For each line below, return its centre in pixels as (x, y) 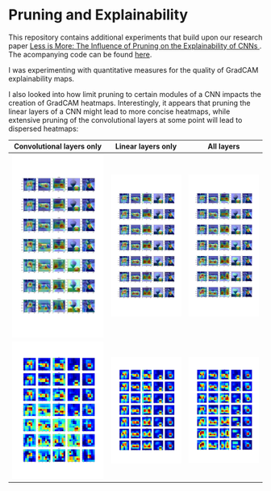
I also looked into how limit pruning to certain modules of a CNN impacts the (135, 94)
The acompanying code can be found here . (80, 54)
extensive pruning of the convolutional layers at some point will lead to (125, 120)
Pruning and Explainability (98, 15)
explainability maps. (42, 78)
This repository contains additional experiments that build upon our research (135, 37)
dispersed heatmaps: (44, 128)
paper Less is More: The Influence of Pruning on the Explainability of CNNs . (135, 45)
